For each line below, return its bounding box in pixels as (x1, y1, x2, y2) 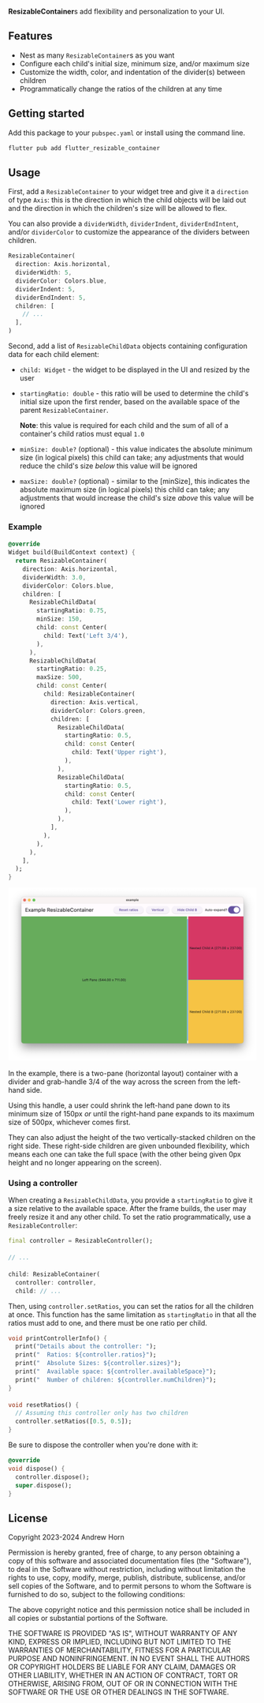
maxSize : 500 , (36, 673, 83, 681)
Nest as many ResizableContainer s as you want (19, 51, 175, 60)
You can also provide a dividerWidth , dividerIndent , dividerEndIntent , (8, 219, 239, 228)
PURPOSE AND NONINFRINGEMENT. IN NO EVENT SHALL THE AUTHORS (8, 1654, 251, 1664)
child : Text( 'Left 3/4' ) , (43, 632, 128, 640)
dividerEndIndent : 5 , (15, 294, 87, 302)
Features (8, 29, 53, 43)
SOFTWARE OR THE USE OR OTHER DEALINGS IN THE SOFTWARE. (8, 1687, 229, 1697)
